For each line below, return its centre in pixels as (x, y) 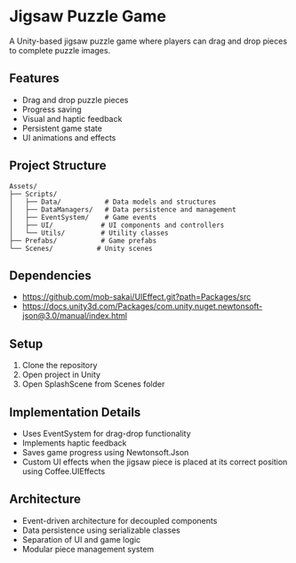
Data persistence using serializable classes (101, 530)
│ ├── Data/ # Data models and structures (113, 202)
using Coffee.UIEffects (64, 471)
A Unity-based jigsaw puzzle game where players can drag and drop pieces (148, 41)
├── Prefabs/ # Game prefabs (83, 241)
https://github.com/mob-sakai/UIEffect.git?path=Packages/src (136, 297)
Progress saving (52, 109)
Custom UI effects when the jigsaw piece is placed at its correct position (155, 462)
